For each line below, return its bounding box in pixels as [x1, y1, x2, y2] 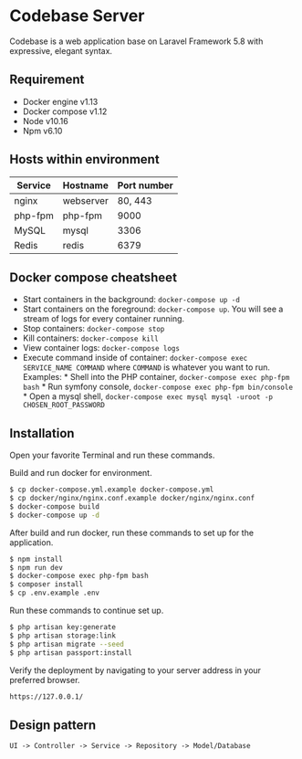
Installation [9, 426, 75, 441]
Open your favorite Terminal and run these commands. [9, 449, 215, 461]
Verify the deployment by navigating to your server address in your [9, 664, 262, 676]
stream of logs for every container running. [22, 313, 185, 324]
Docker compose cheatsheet [9, 269, 178, 285]
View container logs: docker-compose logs [22, 343, 181, 353]
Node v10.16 [22, 115, 68, 126]
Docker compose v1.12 [22, 106, 108, 117]
